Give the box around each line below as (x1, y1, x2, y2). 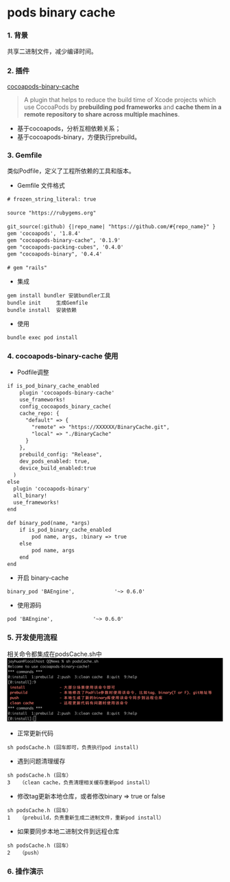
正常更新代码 (16, 729, 53, 737)
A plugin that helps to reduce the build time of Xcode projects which (23, 95, 216, 103)
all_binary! (13, 492, 48, 500)
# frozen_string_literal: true (7, 196, 97, 203)
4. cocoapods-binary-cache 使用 (7, 352, 118, 360)
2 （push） (7, 850, 42, 857)
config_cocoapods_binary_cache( (19, 403, 112, 411)
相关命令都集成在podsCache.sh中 (7, 650, 103, 658)
